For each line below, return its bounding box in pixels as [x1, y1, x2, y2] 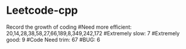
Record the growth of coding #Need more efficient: [6, 23, 132, 30]
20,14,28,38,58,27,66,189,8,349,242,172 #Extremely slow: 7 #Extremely [6, 29, 180, 36]
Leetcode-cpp [6, 4, 79, 17]
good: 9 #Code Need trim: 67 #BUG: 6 [6, 36, 100, 43]
